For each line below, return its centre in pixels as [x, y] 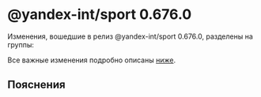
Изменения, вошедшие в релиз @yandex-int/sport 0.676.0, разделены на [130, 36]
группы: [21, 44]
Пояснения [36, 85]
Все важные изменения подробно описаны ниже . [91, 60]
